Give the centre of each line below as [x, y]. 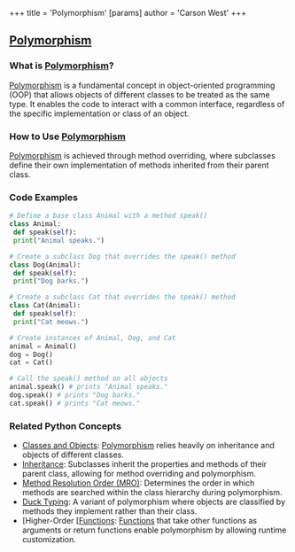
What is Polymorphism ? [62, 66]
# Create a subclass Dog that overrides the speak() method [123, 256]
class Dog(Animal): [45, 265]
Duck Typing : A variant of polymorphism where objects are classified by [154, 502]
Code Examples [43, 197]
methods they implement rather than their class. [109, 511]
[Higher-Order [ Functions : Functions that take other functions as [140, 521]
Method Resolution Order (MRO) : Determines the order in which [138, 483]
